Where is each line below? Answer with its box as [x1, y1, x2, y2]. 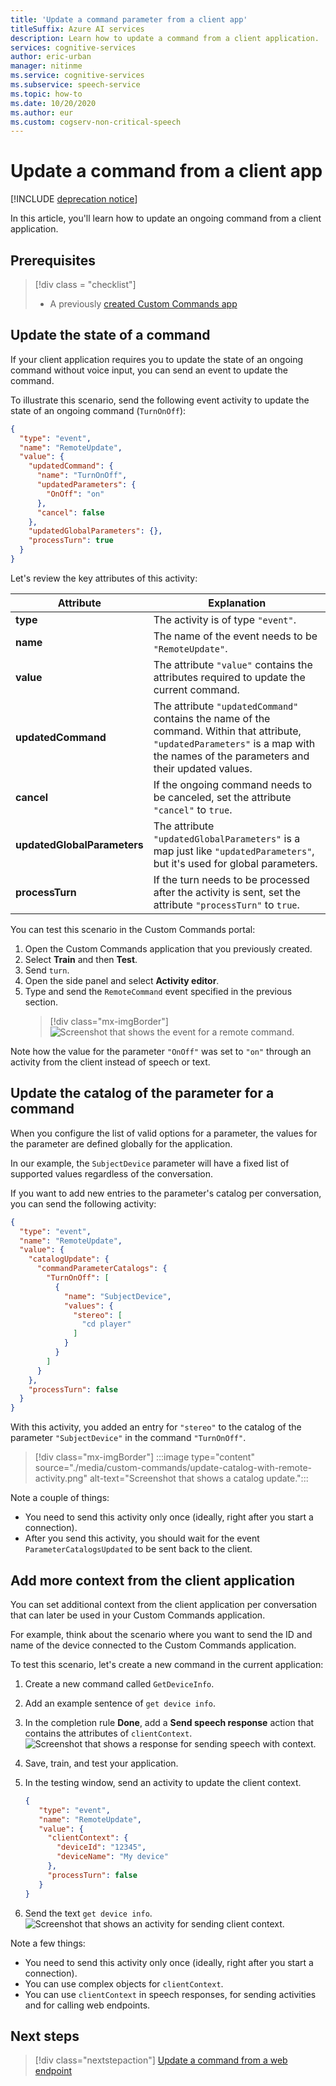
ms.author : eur [10, 107, 74, 118]
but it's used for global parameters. [153, 856, 318, 870]
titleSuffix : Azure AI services [10, 24, 145, 34]
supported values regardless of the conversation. [10, 1167, 214, 1180]
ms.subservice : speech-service [10, 80, 141, 90]
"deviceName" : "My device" [56, 1852, 169, 1862]
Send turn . [24, 964, 70, 976]
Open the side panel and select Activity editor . [24, 974, 220, 986]
